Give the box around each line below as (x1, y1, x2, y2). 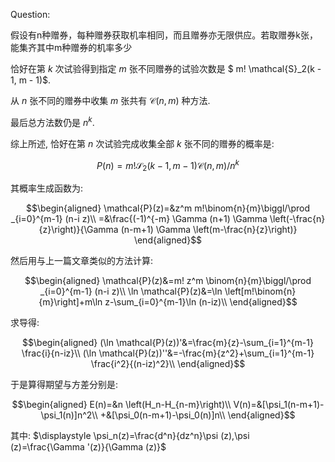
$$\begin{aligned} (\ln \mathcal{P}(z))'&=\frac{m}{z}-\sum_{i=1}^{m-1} (22, 337, 314, 349)
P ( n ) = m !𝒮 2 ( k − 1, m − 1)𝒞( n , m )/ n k (96, 157, 240, 174)
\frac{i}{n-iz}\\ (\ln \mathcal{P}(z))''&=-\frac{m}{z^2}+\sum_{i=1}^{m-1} (21, 347, 315, 359)
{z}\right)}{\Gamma (38, 224, 119, 236)
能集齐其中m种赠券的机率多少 (10, 42, 133, 53)
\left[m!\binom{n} (224, 285, 297, 298)
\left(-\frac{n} (269, 213, 326, 225)
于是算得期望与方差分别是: (10, 379, 119, 391)
